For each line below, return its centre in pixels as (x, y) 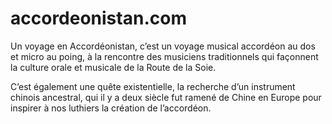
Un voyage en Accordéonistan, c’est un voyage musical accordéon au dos (163, 46)
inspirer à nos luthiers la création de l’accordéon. (111, 108)
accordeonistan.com (98, 18)
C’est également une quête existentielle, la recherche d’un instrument (153, 86)
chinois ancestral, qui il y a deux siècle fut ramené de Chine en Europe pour (166, 97)
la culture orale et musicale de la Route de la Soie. (113, 67)
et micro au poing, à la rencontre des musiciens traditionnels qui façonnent (164, 56)
